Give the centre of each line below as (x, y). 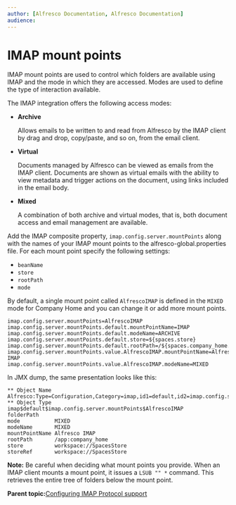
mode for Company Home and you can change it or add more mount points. (117, 308)
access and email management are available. (83, 223)
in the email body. (43, 188)
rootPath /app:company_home (58, 440)
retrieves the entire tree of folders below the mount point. (90, 480)
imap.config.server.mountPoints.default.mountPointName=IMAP (99, 328)
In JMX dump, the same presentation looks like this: (82, 378)
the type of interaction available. (54, 89)
